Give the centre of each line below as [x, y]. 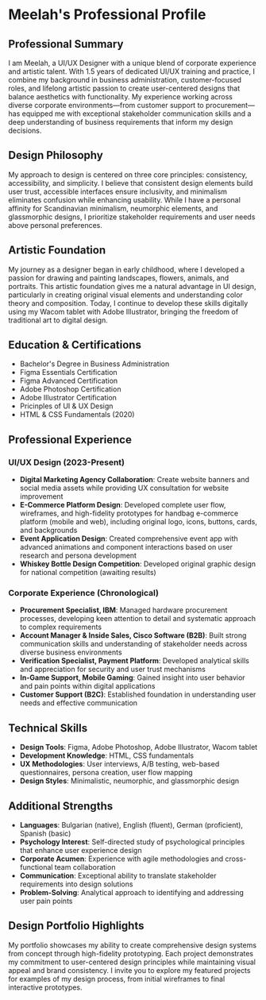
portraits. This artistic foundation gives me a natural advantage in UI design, [132, 286]
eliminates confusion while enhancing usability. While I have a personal [124, 199]
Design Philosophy [56, 155]
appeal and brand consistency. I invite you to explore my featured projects [129, 970]
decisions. [25, 130]
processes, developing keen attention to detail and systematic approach [138, 619]
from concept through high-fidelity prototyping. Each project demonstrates [131, 953]
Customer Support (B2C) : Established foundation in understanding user [138, 695]
